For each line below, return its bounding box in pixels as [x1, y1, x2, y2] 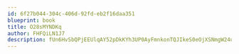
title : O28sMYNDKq [7, 23, 62, 30]
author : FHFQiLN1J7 [7, 29, 65, 37]
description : [7, 36, 46, 43]
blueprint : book [7, 17, 55, 24]
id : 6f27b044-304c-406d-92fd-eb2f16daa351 [7, 10, 135, 18]
